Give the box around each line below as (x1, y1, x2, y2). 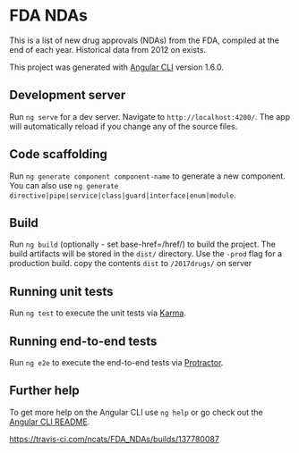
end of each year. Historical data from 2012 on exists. (9, 44, 207, 55)
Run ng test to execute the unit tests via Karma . (9, 307, 186, 318)
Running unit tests (9, 283, 114, 299)
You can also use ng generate (9, 180, 119, 190)
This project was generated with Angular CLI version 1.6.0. (9, 62, 225, 72)
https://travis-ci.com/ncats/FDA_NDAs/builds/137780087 (9, 433, 219, 444)
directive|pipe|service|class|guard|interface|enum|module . (9, 189, 236, 200)
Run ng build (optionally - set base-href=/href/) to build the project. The (9, 239, 276, 250)
